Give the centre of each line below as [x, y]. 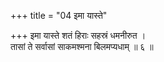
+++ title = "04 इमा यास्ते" [59, 15]
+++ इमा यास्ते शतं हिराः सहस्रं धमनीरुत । [78, 35]
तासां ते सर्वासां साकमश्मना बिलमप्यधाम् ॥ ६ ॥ [82, 46]
